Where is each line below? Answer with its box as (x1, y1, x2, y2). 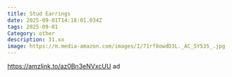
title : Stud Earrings (7, 10, 71, 17)
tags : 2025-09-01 (7, 23, 59, 30)
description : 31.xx (7, 36, 65, 43)
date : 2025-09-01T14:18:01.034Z (7, 17, 102, 24)
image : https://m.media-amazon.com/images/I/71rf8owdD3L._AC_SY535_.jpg (7, 43, 226, 50)
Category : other (7, 29, 55, 37)
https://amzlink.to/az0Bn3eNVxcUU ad (7, 62, 121, 70)
